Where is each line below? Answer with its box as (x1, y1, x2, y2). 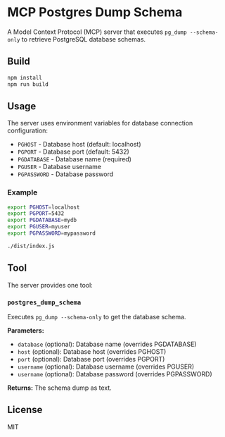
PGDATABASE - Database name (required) (17, 155, 132, 164)
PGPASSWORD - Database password (17, 170, 114, 178)
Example (7, 187, 38, 197)
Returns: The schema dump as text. (7, 383, 112, 392)
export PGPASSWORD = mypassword (7, 230, 96, 237)
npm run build (7, 80, 49, 88)
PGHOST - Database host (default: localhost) (17, 140, 142, 149)
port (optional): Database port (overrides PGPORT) (17, 355, 165, 363)
